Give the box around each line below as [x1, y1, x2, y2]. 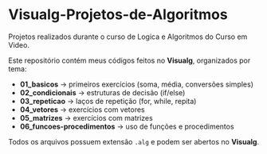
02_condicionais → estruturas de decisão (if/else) [19, 87, 186, 97]
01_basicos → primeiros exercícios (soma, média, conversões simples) [19, 79, 253, 89]
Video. [8, 40, 30, 49]
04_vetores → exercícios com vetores [19, 105, 145, 114]
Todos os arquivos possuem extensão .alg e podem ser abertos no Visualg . [8, 137, 260, 146]
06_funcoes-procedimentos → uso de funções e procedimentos [19, 121, 234, 131]
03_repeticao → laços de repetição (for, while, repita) [19, 96, 197, 106]
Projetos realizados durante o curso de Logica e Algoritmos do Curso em [8, 32, 248, 41]
